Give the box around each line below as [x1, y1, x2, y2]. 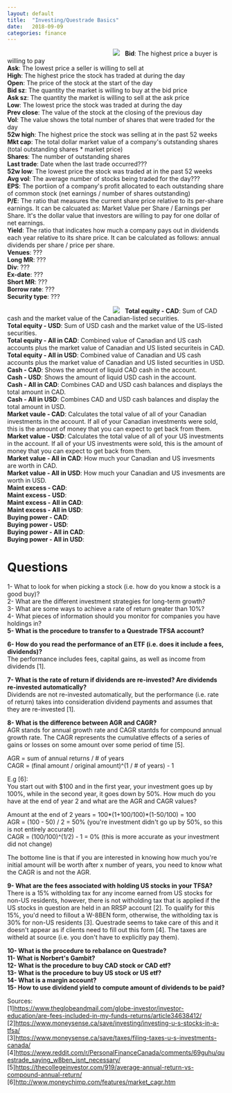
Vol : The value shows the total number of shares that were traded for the [7, 116, 215, 124]
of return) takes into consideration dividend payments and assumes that [7, 698, 213, 706]
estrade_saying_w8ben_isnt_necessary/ [7, 1056, 121, 1065]
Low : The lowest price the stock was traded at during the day [7, 101, 183, 110]
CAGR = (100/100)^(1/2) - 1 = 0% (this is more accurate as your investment [7, 833, 220, 841]
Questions [7, 560, 68, 576]
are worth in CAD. [7, 462, 57, 470]
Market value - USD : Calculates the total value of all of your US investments [7, 432, 224, 440]
